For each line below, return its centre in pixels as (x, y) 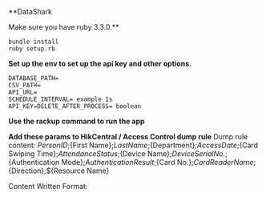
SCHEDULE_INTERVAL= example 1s (60, 99)
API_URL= (23, 92)
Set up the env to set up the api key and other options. (100, 64)
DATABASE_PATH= (34, 78)
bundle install (34, 42)
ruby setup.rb (32, 49)
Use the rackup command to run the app (77, 121)
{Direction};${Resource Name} (59, 171)
